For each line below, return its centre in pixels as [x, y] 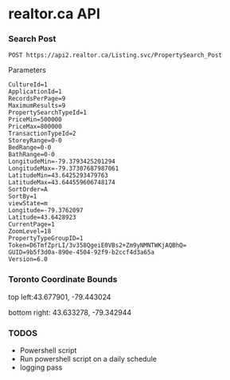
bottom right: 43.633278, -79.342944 [70, 312]
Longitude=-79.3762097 [46, 211]
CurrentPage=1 [32, 224]
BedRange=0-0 [30, 148]
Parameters [27, 70]
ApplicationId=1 [35, 92]
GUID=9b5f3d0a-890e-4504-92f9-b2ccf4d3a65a [82, 252]
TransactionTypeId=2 [43, 134]
